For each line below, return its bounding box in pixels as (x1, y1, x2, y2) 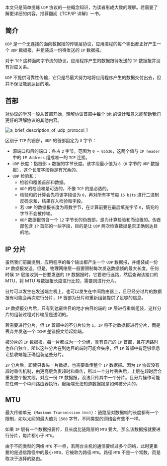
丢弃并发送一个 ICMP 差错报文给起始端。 (5, 328, 86, 334)
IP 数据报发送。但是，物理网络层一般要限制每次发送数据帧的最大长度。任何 (5, 265, 159, 271)
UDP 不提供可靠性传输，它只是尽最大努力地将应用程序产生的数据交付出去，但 (5, 74, 162, 80)
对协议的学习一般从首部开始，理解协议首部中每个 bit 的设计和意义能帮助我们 (5, 111, 161, 117)
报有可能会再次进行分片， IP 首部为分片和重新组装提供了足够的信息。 (5, 295, 146, 301)
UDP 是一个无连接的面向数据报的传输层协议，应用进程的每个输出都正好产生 (5, 40, 157, 46)
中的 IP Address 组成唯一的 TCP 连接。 (12, 154, 90, 160)
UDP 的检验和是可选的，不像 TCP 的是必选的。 (19, 185, 111, 191)
